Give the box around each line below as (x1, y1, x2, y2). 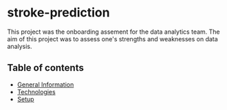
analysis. (7, 42, 32, 50)
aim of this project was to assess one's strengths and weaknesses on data (7, 34, 218, 43)
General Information (17, 80, 74, 89)
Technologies (17, 87, 56, 96)
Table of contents (7, 62, 84, 74)
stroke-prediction (7, 5, 110, 21)
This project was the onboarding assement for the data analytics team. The (7, 27, 220, 36)
